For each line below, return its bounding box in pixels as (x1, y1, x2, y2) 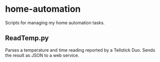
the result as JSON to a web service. (5, 52, 80, 58)
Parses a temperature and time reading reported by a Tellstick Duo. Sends (5, 47, 156, 53)
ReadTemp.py (5, 34, 49, 42)
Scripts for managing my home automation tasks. (5, 20, 105, 26)
